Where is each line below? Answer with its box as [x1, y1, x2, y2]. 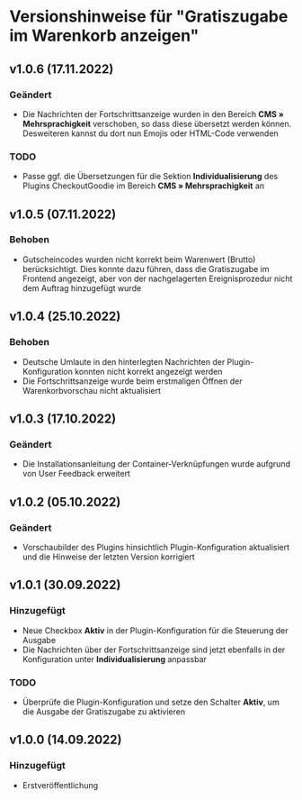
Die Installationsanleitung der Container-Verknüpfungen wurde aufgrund [22, 459, 290, 469]
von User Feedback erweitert [22, 468, 130, 479]
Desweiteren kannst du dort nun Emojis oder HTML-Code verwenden [22, 128, 279, 139]
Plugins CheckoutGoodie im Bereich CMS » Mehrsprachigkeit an [22, 180, 265, 191]
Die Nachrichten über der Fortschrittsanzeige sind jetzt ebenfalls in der [22, 644, 286, 655]
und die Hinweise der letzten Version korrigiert [22, 551, 195, 562]
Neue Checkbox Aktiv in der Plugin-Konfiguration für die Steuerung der [22, 624, 289, 636]
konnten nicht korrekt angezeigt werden [75, 366, 223, 377]
